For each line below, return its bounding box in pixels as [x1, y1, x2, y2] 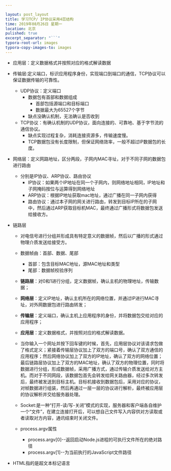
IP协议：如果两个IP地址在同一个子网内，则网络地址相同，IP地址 [27, 179, 161, 185]
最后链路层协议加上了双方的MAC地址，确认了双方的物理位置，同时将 [20, 359, 164, 366]
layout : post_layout [5, 12, 49, 17]
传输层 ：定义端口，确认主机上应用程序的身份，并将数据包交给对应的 [20, 312, 163, 318]
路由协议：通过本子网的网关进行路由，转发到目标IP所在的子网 [27, 198, 157, 204]
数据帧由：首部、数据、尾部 [20, 250, 79, 256]
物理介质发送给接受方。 [20, 239, 70, 245]
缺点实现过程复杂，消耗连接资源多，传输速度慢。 [27, 132, 131, 138]
